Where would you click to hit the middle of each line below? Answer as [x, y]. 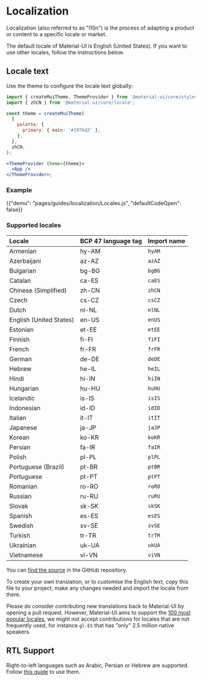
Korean [20, 437]
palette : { [31, 125]
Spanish [21, 516]
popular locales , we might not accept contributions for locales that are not [98, 619]
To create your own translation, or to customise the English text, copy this [97, 581]
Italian [18, 417]
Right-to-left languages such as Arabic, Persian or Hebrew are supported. [98, 665]
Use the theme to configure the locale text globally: [70, 86]
